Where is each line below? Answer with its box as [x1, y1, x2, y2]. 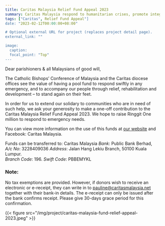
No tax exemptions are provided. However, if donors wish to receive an [5, 179, 149, 185]
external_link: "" [5, 34, 43, 39]
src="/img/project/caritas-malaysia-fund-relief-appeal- [26, 210, 138, 216]
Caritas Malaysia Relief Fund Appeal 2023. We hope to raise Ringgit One [5, 111, 151, 117]
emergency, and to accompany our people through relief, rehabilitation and [5, 85, 157, 91]
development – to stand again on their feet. [5, 91, 92, 97]
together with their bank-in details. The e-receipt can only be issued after [5, 190, 154, 196]
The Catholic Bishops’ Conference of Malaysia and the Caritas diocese [5, 75, 148, 81]
